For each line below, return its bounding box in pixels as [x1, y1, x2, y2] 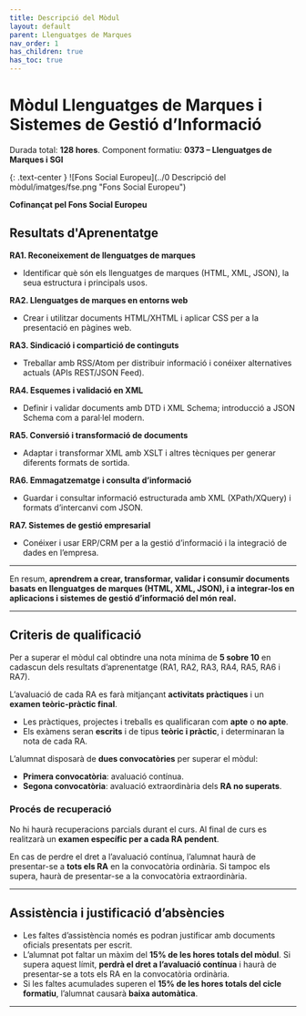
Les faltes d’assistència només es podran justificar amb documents [22, 929, 276, 940]
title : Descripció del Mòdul [9, 13, 120, 23]
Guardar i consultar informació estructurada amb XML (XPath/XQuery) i [22, 492, 291, 503]
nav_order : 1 [9, 38, 59, 48]
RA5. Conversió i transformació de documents [9, 429, 189, 440]
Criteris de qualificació [9, 628, 142, 643]
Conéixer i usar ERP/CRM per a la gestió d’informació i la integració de [22, 537, 287, 548]
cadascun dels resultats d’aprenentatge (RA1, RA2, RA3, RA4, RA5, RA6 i [9, 662, 280, 672]
